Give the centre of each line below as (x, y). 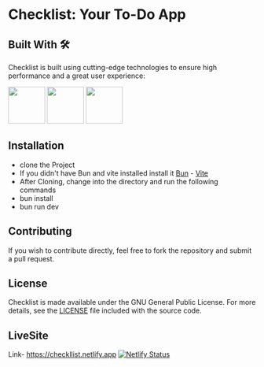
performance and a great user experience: (77, 76)
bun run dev (39, 206)
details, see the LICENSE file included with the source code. (105, 311)
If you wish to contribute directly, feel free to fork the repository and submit (130, 250)
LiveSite (28, 335)
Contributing (40, 231)
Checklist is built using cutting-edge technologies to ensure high (113, 67)
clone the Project (47, 165)
